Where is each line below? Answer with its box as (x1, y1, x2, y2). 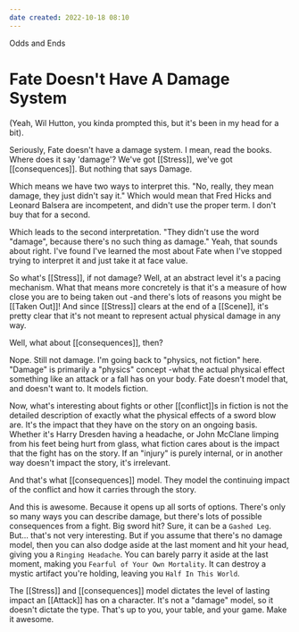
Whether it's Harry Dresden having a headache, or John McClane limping (9, 428, 279, 439)
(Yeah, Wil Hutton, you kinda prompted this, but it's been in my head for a (9, 117, 279, 128)
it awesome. (9, 613, 54, 624)
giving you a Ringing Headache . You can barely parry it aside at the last (9, 549, 269, 560)
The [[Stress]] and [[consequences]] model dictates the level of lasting (9, 585, 270, 595)
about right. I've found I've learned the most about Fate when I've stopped (9, 245, 283, 256)
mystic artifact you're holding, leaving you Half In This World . (9, 568, 240, 578)
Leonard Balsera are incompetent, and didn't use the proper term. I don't (9, 199, 277, 210)
